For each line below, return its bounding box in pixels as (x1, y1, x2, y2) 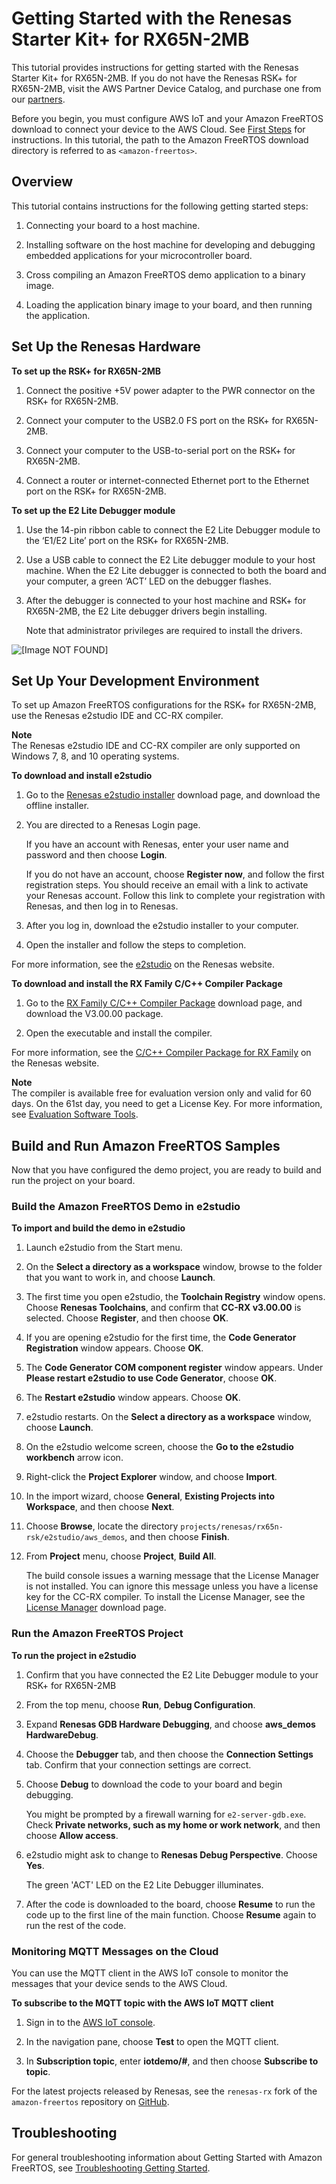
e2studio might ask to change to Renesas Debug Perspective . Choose (25, 1848, 318, 1861)
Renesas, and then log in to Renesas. (25, 900, 179, 912)
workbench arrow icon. (25, 1452, 124, 1464)
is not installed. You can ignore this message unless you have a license (25, 1580, 319, 1592)
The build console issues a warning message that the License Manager (25, 1570, 320, 1582)
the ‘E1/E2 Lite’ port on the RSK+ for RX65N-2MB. (25, 534, 229, 546)
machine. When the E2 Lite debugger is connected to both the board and (25, 564, 327, 576)
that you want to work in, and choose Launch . (25, 1272, 216, 1284)
